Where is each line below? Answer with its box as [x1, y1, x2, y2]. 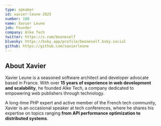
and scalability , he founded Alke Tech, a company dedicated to [5, 85, 134, 91]
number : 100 [5, 16, 29, 21]
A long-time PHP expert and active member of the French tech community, [5, 100, 157, 106]
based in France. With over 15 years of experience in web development [5, 80, 151, 86]
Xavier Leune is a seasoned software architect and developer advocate [5, 75, 149, 81]
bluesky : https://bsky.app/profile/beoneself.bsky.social [5, 39, 126, 44]
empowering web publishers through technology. [5, 90, 105, 96]
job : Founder [5, 25, 32, 30]
